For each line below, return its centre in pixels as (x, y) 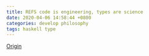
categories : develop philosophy (47, 23)
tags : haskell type (31, 29)
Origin (14, 46)
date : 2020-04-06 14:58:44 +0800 (49, 18)
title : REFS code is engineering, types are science (75, 12)
